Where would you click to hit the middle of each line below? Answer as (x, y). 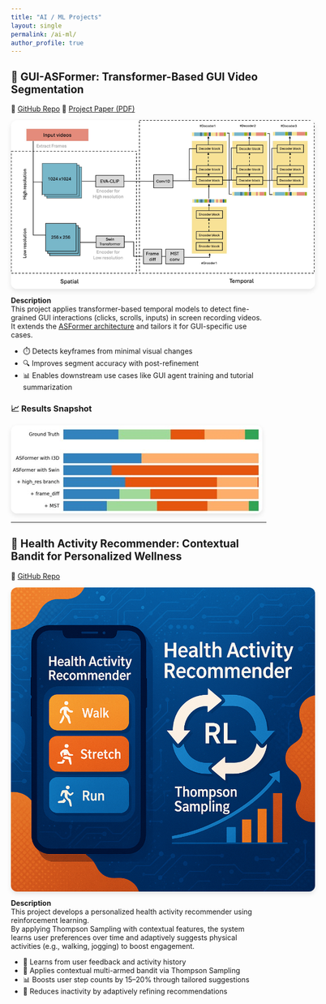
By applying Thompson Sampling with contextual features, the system (128, 929)
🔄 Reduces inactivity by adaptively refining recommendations (125, 991)
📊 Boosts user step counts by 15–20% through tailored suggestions (136, 979)
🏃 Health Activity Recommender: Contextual (125, 544)
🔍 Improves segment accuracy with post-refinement (111, 363)
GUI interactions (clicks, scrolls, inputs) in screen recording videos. (150, 318)
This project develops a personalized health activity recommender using (131, 912)
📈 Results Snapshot (51, 409)
